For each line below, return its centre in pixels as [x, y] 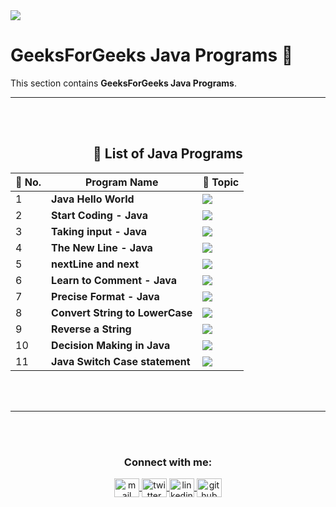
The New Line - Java [102, 247]
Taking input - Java [99, 231]
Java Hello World [93, 199]
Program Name [121, 182]
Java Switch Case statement [121, 361]
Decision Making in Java [111, 345]
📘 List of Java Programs [168, 154]
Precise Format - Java [105, 296]
